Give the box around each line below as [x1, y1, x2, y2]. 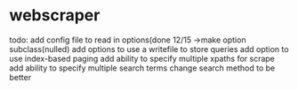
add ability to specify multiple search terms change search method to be [9, 63, 276, 73]
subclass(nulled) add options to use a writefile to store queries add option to [9, 43, 289, 54]
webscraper [9, 5, 101, 26]
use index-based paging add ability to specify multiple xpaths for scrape [9, 53, 276, 64]
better [9, 71, 32, 82]
